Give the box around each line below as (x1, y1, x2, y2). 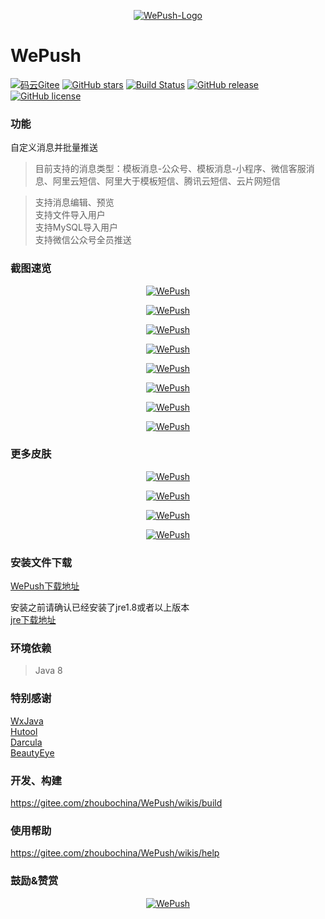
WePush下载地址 (10, 580, 80, 592)
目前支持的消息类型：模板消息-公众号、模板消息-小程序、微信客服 (34, 163, 307, 175)
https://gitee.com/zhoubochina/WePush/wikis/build (10, 797, 223, 809)
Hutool (10, 725, 38, 737)
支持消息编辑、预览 (34, 196, 115, 209)
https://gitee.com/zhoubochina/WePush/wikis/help (10, 847, 220, 859)
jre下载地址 (10, 614, 57, 626)
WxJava (10, 715, 44, 727)
